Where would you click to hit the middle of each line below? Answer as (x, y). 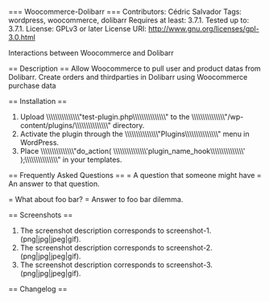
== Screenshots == (41, 215)
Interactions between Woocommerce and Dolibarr (91, 53)
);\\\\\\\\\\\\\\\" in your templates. (71, 159)
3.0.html (22, 37)
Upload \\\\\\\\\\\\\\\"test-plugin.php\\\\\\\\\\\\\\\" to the (105, 117)
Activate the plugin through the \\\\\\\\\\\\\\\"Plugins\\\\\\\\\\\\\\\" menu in (134, 134)
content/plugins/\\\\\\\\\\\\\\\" (65, 125)
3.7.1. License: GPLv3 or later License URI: (78, 29)
